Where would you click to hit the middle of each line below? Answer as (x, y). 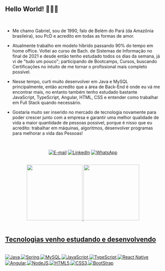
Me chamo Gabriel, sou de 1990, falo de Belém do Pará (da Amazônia (83, 31)
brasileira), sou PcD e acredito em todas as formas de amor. (73, 36)
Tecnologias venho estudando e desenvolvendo (81, 240)
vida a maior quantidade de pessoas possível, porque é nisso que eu (82, 122)
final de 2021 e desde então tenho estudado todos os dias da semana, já (86, 56)
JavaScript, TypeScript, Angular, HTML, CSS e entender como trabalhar (85, 97)
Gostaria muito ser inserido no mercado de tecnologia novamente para (84, 112)
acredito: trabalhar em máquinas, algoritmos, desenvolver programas (82, 128)
